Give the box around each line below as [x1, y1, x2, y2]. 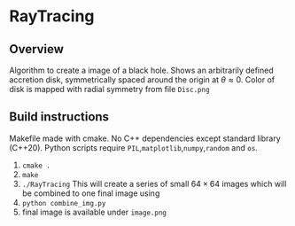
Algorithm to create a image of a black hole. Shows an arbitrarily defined [9, 65, 275, 75]
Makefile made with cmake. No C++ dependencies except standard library [9, 133, 281, 144]
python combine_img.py [21, 199, 106, 207]
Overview [9, 42, 65, 57]
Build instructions [9, 109, 109, 125]
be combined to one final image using [21, 188, 160, 199]
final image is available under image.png [21, 207, 167, 217]
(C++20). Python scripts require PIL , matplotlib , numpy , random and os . [9, 142, 259, 152]
